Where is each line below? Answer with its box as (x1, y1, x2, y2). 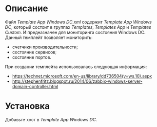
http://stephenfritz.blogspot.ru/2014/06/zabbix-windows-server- (12, 78, 143, 84)
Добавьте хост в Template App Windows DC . (5, 116, 98, 122)
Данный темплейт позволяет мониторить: (5, 35, 93, 40)
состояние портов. (12, 54, 52, 60)
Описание (5, 3, 48, 14)
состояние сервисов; (12, 49, 57, 55)
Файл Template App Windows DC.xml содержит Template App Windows (5, 19, 152, 25)
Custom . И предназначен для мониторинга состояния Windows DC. (5, 29, 146, 35)
